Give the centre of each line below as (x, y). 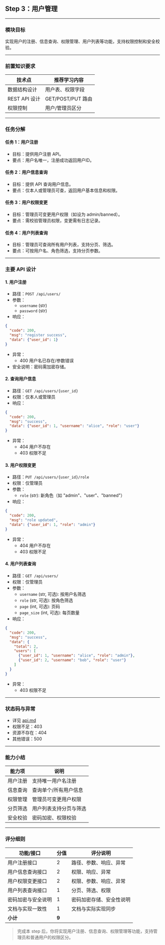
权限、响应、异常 (91, 872)
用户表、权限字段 (65, 90)
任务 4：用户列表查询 (27, 232)
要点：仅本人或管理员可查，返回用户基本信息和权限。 (66, 190)
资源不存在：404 (29, 732)
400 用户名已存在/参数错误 (47, 360)
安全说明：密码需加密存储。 (40, 366)
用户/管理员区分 (63, 108)
